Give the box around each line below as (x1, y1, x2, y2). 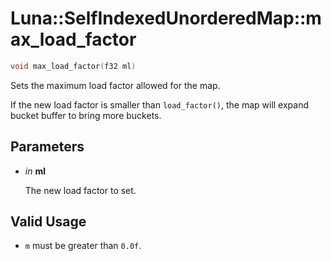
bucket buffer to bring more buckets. (10, 109, 162, 121)
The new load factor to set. (24, 184, 137, 196)
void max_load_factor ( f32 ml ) (10, 61, 137, 71)
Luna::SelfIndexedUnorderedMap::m (10, 7, 322, 30)
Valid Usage (10, 213, 87, 231)
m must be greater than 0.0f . (24, 240, 142, 252)
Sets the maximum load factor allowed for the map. (10, 79, 221, 91)
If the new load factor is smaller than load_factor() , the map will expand (10, 98, 310, 111)
